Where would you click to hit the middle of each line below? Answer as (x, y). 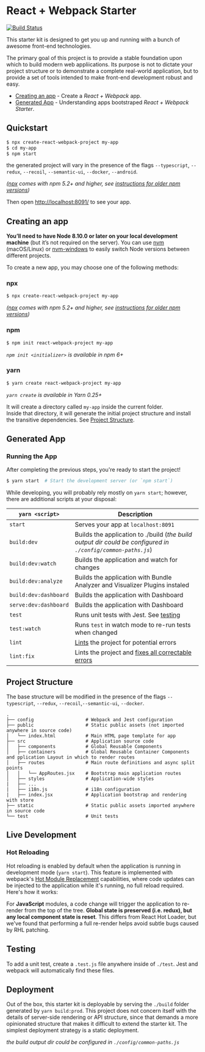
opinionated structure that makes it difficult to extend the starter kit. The (97, 1024)
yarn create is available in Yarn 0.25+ (54, 395)
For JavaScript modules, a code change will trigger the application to (94, 904)
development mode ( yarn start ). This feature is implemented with (89, 872)
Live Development (41, 835)
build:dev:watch (33, 564)
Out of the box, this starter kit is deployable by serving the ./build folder (98, 1004)
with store (20, 800)
